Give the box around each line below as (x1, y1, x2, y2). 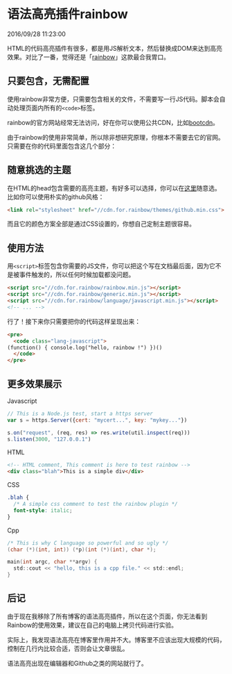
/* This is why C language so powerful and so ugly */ (7, 539, 169, 546)
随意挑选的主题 (7, 164, 71, 176)
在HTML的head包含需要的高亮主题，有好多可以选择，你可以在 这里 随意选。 (7, 183, 222, 192)
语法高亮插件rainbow (7, 6, 128, 22)
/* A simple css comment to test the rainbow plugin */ (13, 501, 178, 508)
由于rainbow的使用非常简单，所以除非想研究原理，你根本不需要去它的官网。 (7, 133, 224, 141)
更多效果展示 (7, 378, 62, 390)
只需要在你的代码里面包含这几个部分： (7, 142, 116, 150)
